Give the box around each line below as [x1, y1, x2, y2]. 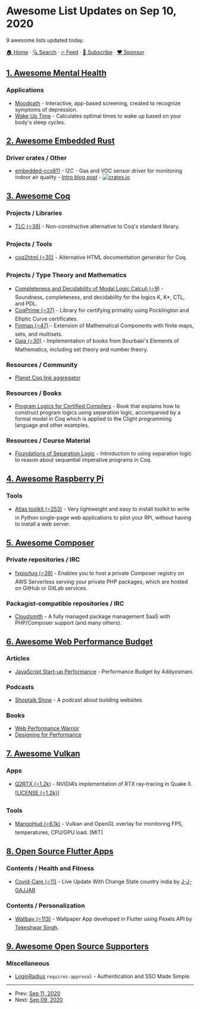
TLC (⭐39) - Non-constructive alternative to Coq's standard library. [14, 223, 180, 230]
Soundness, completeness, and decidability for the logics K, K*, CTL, [14, 294, 185, 301]
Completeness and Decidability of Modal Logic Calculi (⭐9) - [14, 285, 164, 292]
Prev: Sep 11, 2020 [14, 990, 61, 997]
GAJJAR [14, 887, 36, 894]
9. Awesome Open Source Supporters [6, 941, 149, 951]
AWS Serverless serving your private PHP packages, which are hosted [14, 578, 188, 585]
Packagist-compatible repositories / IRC [6, 599, 124, 607]
